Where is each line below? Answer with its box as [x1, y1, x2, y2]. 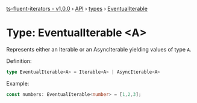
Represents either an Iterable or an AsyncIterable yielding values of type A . [6, 46, 192, 53]
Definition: [6, 57, 32, 65]
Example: [6, 80, 30, 87]
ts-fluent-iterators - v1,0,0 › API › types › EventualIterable [6, 5, 148, 12]
